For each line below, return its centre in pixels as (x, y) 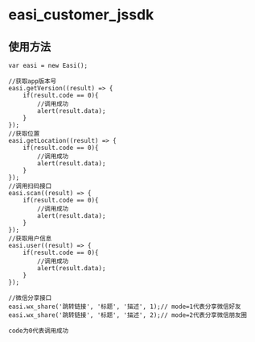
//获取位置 (24, 134)
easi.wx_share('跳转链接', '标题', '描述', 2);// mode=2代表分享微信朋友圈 (128, 315)
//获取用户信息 (30, 239)
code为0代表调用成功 (39, 331)
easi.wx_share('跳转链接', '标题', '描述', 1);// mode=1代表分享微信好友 (125, 307)
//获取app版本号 (33, 81)
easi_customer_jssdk (81, 15)
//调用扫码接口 (30, 186)
